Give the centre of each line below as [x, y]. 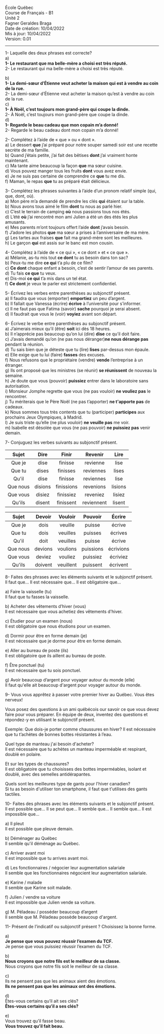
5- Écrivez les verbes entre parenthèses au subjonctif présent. [68, 293]
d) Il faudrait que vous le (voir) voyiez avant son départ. [61, 314]
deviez [43, 557]
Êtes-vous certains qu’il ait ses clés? [42, 1001]
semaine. [14, 376]
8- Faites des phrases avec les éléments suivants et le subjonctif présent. [79, 577]
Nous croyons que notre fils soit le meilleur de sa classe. [62, 966]
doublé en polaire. [23, 754]
